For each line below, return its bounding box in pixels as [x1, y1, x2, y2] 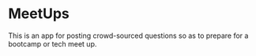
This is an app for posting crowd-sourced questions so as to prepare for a [8, 31, 249, 40]
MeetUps [8, 5, 70, 23]
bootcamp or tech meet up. [8, 39, 97, 48]
